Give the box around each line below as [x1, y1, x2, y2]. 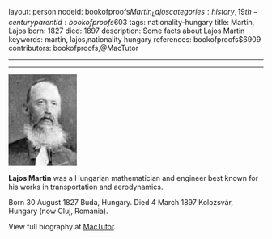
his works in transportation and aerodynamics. [8, 182, 164, 191]
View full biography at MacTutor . [8, 221, 117, 231]
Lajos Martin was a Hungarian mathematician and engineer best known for [8, 173, 259, 182]
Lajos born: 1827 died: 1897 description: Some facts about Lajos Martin [8, 26, 245, 36]
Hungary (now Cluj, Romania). [8, 206, 108, 216]
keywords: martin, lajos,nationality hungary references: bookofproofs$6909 [8, 34, 261, 44]
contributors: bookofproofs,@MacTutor [8, 43, 139, 52]
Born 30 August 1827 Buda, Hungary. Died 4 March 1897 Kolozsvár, [8, 197, 233, 207]
